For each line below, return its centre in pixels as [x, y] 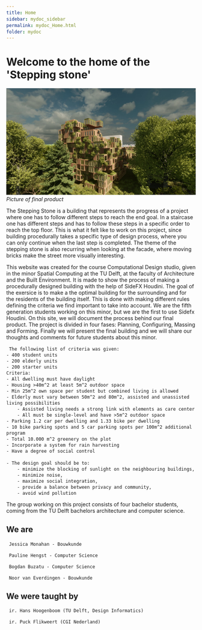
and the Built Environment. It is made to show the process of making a [93, 280]
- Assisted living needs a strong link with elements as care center [106, 409]
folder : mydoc [24, 32]
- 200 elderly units [32, 361]
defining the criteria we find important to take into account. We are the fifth [99, 305]
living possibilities [33, 403]
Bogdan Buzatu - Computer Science [52, 567]
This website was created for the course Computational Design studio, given [101, 267]
